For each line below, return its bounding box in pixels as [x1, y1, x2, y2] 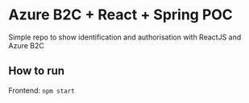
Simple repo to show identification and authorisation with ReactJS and [8, 32, 242, 42]
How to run [8, 64, 65, 78]
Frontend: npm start [8, 85, 75, 95]
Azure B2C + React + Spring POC [8, 6, 234, 24]
